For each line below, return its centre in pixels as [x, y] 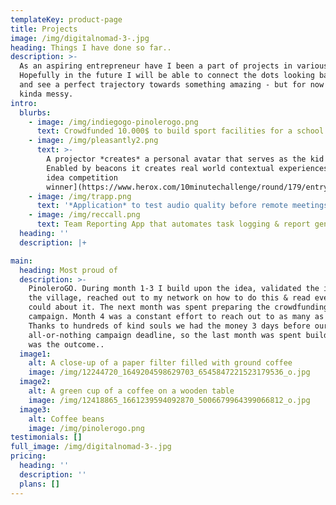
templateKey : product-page [66, 19]
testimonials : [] [46, 437]
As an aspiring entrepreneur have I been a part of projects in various [174, 66]
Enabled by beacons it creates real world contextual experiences [187, 168]
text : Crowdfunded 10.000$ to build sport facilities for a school [180, 131]
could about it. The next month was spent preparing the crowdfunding [178, 307]
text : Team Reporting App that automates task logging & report [173, 224]
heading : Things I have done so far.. [91, 47]
